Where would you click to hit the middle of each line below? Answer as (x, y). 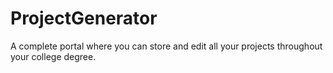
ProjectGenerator (84, 18)
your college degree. (53, 56)
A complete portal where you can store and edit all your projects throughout (166, 46)
